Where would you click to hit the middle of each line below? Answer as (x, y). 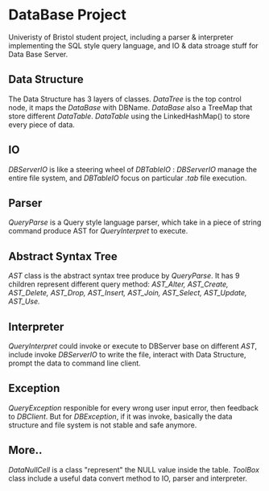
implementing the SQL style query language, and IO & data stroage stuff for (134, 45)
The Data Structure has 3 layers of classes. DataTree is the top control (125, 99)
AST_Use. (24, 301)
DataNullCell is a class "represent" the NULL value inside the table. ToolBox (134, 469)
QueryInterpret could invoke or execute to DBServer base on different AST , (133, 346)
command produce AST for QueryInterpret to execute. (98, 231)
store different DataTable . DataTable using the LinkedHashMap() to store (129, 116)
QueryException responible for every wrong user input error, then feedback (134, 407)
